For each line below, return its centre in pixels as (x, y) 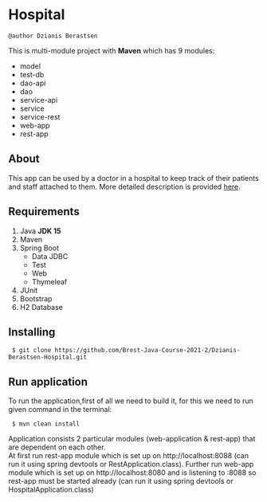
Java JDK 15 (40, 231)
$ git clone (31, 351)
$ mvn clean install (46, 424)
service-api (39, 100)
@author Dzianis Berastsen (53, 36)
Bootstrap (36, 298)
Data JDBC (50, 256)
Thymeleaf (49, 281)
